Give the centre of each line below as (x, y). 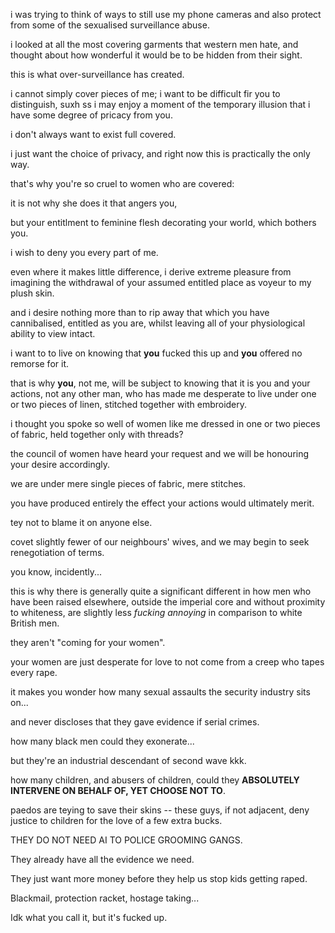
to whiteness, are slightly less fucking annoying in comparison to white (156, 612)
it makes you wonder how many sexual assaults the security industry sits (160, 692)
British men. (35, 623)
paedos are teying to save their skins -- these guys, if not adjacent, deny (160, 810)
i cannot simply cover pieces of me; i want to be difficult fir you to (145, 93)
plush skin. (32, 293)
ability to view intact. (53, 333)
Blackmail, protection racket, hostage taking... (105, 898)
